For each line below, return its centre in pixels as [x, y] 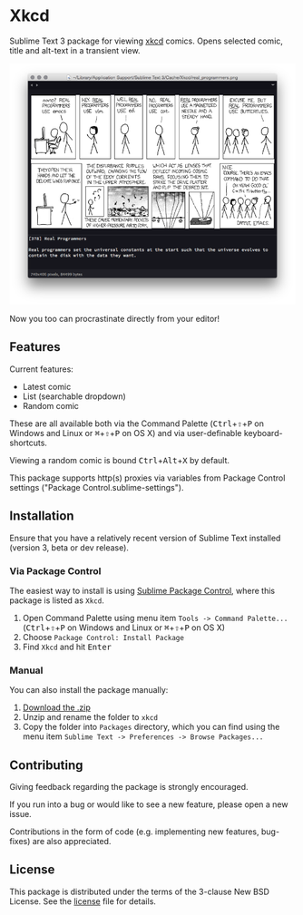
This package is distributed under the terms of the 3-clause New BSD [140, 891]
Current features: [42, 369]
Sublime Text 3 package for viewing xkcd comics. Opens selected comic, [147, 41]
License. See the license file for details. [83, 901]
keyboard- [263, 433]
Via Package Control [55, 570]
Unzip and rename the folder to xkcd [90, 717]
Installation [42, 516]
